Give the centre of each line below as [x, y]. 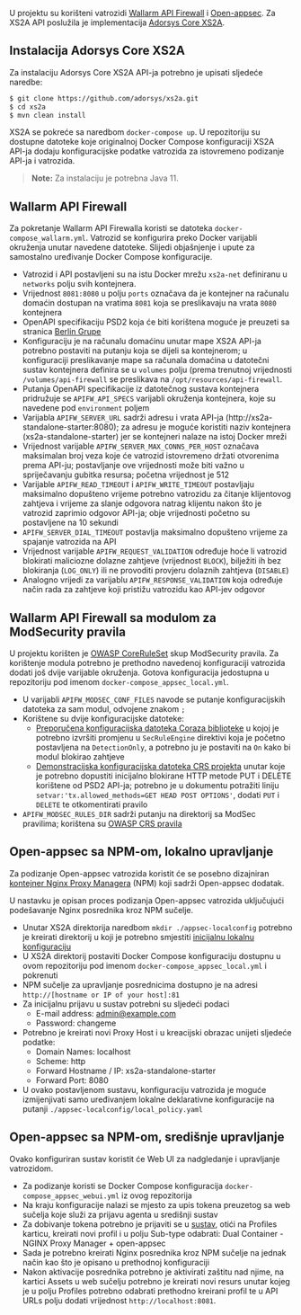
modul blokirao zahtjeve [80, 757]
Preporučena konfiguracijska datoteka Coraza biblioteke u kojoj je [157, 728]
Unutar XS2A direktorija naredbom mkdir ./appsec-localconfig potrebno [157, 927]
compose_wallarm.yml [48, 239]
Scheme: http [61, 1061]
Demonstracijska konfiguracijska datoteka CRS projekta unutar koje [160, 767]
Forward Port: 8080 [72, 1080]
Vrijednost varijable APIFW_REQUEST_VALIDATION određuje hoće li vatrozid [155, 551]
